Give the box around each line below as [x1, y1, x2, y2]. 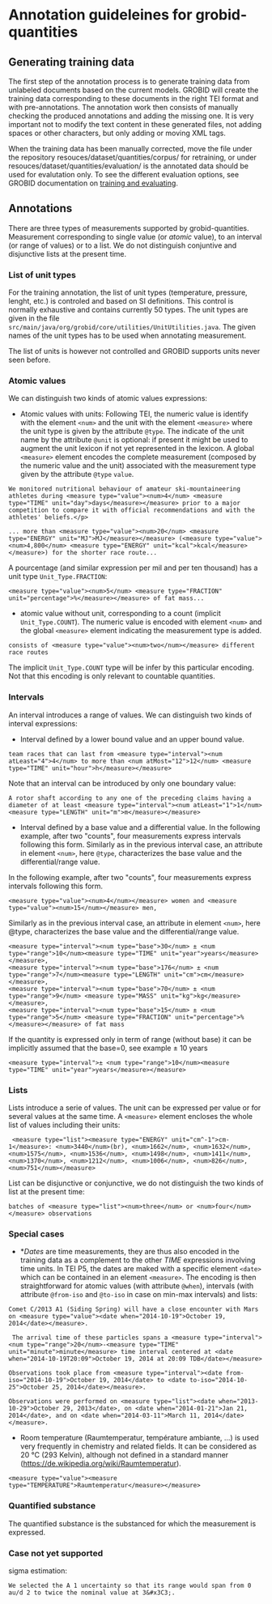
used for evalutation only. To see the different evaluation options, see [8, 170, 240, 179]
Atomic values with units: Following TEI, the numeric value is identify [19, 409, 249, 419]
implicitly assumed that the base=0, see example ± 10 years [8, 1043, 208, 1053]
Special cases [8, 1228, 65, 1240]
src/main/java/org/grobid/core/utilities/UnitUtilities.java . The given [8, 322, 257, 332]
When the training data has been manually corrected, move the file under [8, 144, 253, 153]
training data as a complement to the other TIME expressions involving [19, 1255, 256, 1265]
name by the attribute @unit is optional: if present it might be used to [19, 435, 249, 445]
